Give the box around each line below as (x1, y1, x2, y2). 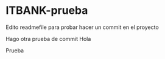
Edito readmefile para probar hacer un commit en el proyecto (5, 23, 159, 31)
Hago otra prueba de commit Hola (5, 35, 91, 42)
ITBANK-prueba (5, 4, 88, 17)
